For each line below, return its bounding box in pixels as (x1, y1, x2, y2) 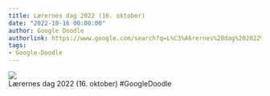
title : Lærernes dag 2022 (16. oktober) (8, 11, 146, 20)
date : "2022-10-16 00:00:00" (8, 19, 106, 27)
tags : (8, 42, 27, 50)
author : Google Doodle (8, 26, 84, 34)
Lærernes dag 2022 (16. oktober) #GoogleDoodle (8, 79, 172, 88)
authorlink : (8, 34, 48, 42)
